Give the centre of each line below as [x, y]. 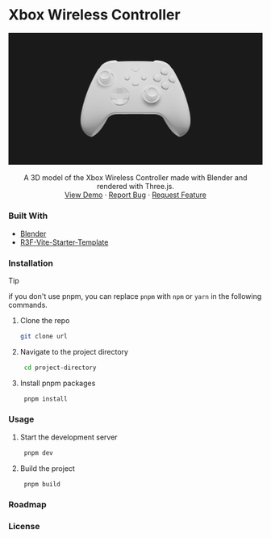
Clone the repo [45, 320]
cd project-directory [60, 368]
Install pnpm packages [58, 383]
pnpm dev [39, 453]
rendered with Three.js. [135, 187]
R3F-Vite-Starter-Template [64, 242]
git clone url [44, 336]
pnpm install [46, 399]
